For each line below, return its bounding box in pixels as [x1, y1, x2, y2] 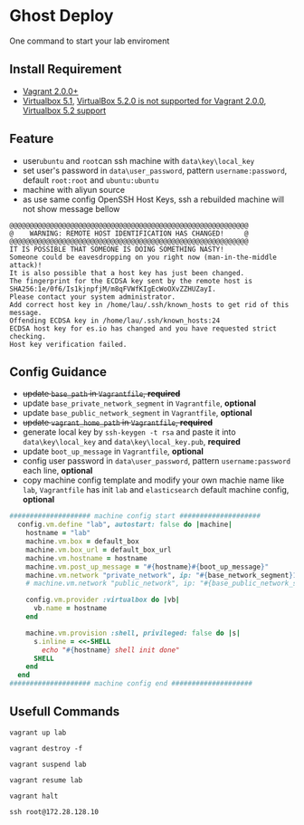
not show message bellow [22, 203, 120, 214]
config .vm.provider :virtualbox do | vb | [25, 595, 180, 605]
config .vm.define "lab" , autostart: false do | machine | [17, 520, 233, 530]
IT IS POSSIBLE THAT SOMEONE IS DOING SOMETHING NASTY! [9, 245, 224, 254]
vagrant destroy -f [9, 743, 83, 753]
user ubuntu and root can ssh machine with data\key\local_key [22, 155, 255, 166]
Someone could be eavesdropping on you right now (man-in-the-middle [9, 253, 278, 262]
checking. [9, 331, 47, 341]
